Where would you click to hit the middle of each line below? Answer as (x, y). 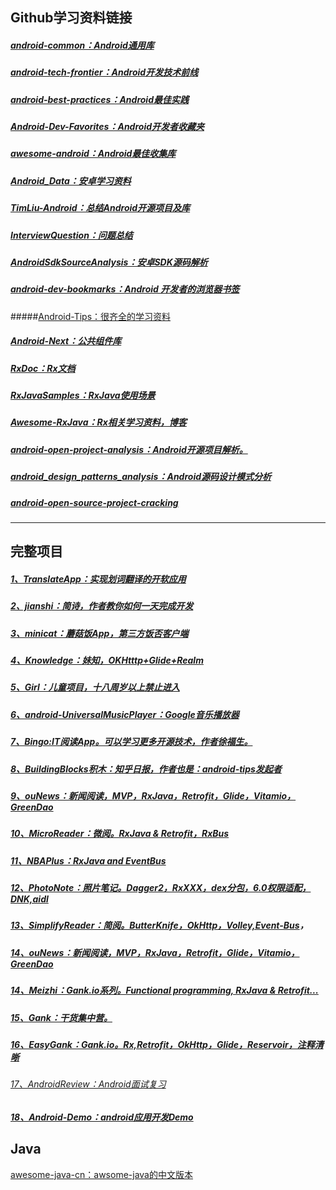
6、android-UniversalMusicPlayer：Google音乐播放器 (125, 714)
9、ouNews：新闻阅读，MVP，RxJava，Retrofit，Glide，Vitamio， (153, 795)
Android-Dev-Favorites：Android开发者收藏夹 (107, 127)
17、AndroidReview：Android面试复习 (88, 1084)
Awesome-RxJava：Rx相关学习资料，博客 (98, 422)
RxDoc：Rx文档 (43, 368)
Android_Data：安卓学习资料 (71, 180)
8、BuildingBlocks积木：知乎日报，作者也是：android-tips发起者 (146, 769)
